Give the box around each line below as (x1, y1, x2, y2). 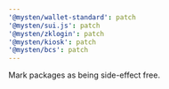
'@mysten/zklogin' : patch (8, 29, 104, 38)
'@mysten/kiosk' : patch (8, 37, 97, 47)
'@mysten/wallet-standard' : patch (8, 12, 137, 22)
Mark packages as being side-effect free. (8, 70, 161, 80)
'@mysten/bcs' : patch (8, 46, 89, 55)
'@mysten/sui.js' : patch (8, 21, 101, 30)
